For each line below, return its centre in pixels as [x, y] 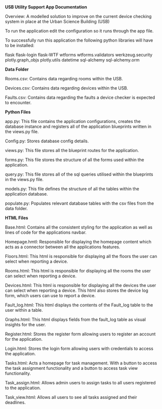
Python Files [18, 112]
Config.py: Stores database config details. [47, 141]
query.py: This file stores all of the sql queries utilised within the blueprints [79, 174]
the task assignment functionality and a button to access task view [71, 368]
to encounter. [18, 103]
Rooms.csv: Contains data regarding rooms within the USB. [64, 79]
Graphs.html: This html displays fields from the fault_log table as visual [75, 319]
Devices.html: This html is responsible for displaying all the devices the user [81, 285]
